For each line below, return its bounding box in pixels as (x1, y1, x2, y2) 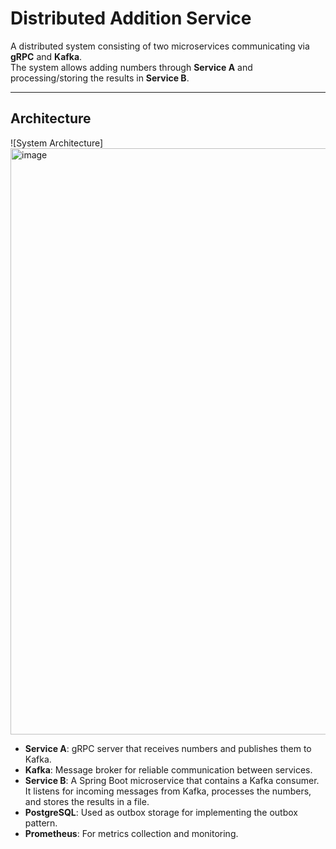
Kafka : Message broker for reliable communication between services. (24, 763, 313, 776)
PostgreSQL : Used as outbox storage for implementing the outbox (24, 806, 298, 818)
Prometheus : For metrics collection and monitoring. (24, 827, 239, 839)
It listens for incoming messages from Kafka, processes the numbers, (24, 785, 312, 797)
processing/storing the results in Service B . (10, 72, 190, 84)
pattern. (24, 817, 58, 829)
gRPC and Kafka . (10, 50, 83, 62)
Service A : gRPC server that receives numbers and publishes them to (24, 742, 312, 754)
